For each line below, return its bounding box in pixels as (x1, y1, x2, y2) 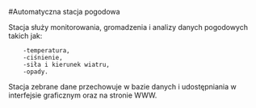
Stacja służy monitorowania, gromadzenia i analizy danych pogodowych (8, 23, 249, 31)
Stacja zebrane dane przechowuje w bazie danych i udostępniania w (8, 82, 237, 91)
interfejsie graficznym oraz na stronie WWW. (8, 90, 157, 100)
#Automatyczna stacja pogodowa (8, 7, 120, 16)
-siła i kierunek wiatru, (23, 60, 111, 69)
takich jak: (8, 31, 43, 40)
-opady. (23, 68, 48, 76)
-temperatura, (23, 47, 70, 55)
